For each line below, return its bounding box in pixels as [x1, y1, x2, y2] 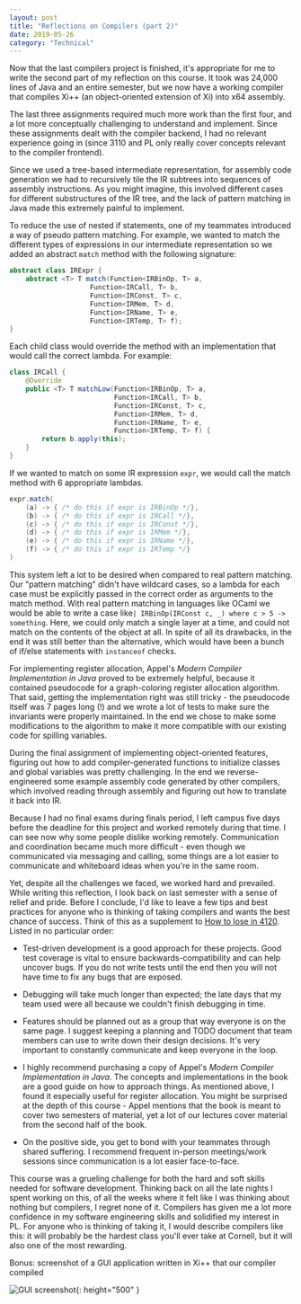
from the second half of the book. [22, 1119, 147, 1130]
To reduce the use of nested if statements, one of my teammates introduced [9, 220, 292, 231]
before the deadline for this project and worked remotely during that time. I [9, 821, 286, 832]
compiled [9, 1266, 44, 1277]
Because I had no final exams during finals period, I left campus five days [9, 812, 281, 823]
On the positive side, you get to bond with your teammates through [22, 1136, 271, 1147]
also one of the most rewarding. [9, 1239, 128, 1250]
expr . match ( [9, 494, 54, 503]
